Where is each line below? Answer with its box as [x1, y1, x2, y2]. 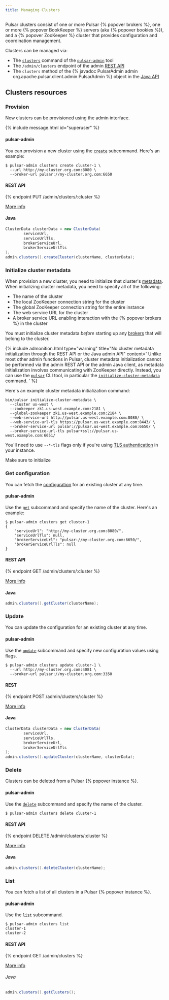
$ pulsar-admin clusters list [5, 922, 70, 927]
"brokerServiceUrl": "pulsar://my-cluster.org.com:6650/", [14, 537, 142, 542]
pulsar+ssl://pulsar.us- [66, 428, 119, 434]
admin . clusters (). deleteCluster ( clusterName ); [5, 865, 106, 871]
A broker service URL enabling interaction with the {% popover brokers [12, 315, 161, 321]
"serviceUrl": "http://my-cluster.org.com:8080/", [14, 528, 124, 534]
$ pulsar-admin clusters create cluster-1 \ [5, 163, 101, 168]
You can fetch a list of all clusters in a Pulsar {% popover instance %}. [5, 889, 152, 895]
